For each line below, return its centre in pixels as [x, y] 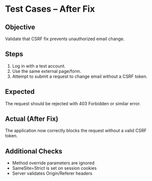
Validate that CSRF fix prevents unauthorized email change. [65, 39]
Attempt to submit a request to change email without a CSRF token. [80, 76]
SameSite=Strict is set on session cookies [54, 168]
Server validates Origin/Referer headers [52, 173]
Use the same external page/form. [47, 71]
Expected [20, 92]
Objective [20, 27]
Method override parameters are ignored [53, 163]
